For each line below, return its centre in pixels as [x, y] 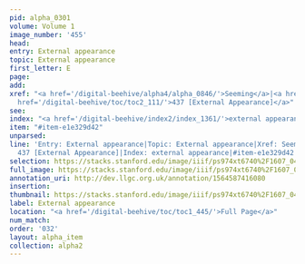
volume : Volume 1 [42, 26]
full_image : [32, 170]
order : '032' [34, 229]
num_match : [30, 220]
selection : [30, 161]
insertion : [30, 187]
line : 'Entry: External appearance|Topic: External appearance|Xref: [144, 144]
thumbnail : [30, 195]
